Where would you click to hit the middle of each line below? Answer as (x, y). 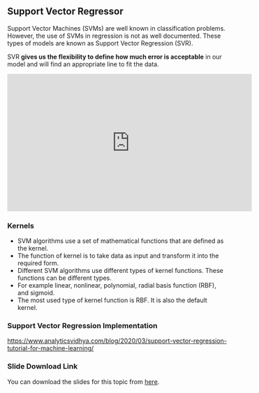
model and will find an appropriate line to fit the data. (83, 64)
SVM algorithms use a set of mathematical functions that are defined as (120, 241)
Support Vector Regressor (65, 12)
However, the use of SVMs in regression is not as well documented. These (114, 36)
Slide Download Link (43, 366)
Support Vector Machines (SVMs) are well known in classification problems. (116, 28)
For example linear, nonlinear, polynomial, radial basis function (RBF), (117, 286)
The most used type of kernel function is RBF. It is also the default (112, 300)
